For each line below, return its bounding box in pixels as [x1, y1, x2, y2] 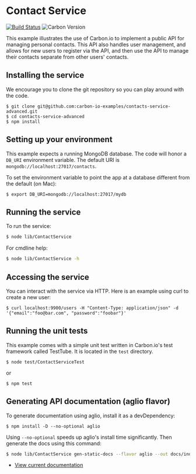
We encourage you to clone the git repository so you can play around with [6, 86, 184, 93]
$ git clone [6, 103, 35, 109]
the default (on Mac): [6, 180, 57, 187]
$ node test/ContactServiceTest [6, 359, 85, 365]
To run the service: [6, 223, 51, 230]
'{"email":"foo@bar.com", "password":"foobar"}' [6, 310, 127, 316]
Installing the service [6, 70, 85, 80]
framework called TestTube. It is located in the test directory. [6, 348, 153, 355]
